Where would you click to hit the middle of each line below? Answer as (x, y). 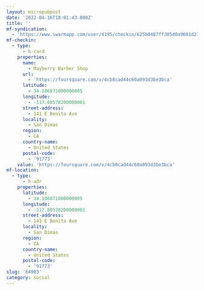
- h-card (33, 52)
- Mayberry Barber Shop (58, 68)
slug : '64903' (24, 272)
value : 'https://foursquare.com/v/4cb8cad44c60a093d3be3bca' (96, 165)
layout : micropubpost (34, 12)
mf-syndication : (27, 29)
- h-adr (32, 182)
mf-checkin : (21, 40)
